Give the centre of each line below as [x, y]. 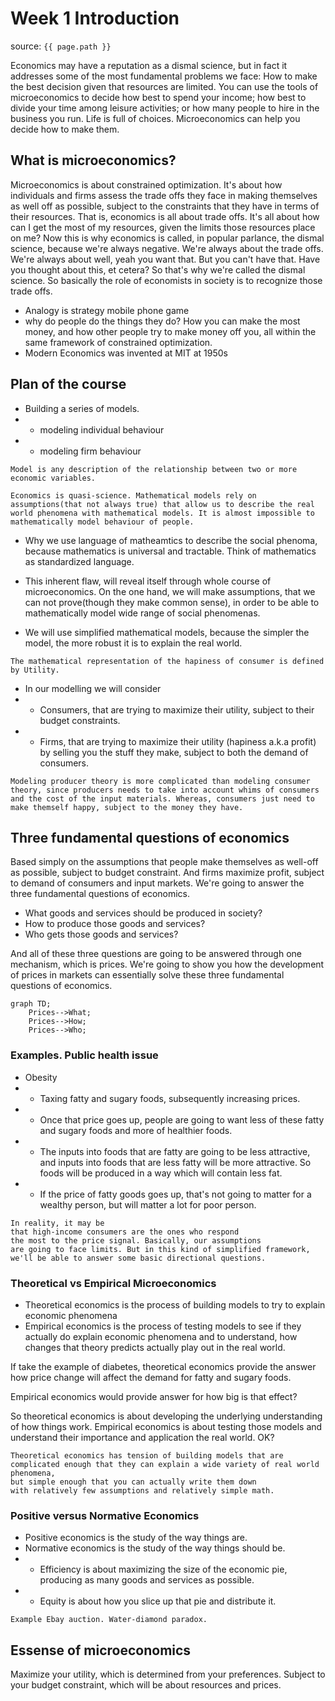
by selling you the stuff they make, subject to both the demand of [174, 752]
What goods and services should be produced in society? [143, 913]
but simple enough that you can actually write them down [133, 1482]
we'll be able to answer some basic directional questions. [138, 1258]
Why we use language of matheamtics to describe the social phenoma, [171, 540]
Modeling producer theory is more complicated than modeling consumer [160, 781]
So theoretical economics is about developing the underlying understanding [166, 1416]
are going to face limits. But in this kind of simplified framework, [160, 1249]
